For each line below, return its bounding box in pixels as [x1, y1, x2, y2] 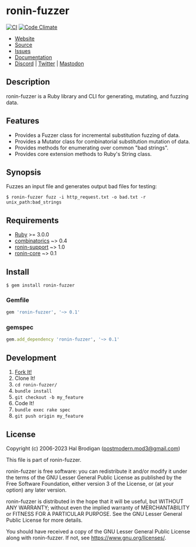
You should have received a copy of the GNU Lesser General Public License [6, 528, 190, 535]
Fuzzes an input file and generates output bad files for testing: [6, 183, 157, 190]
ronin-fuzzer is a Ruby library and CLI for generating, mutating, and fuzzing [6, 92, 189, 99]
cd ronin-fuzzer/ [14, 382, 58, 388]
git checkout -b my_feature [14, 395, 84, 401]
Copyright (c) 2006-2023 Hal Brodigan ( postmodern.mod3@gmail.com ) [6, 445, 181, 452]
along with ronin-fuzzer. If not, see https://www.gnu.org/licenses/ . [6, 534, 167, 541]
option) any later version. [6, 486, 67, 493]
